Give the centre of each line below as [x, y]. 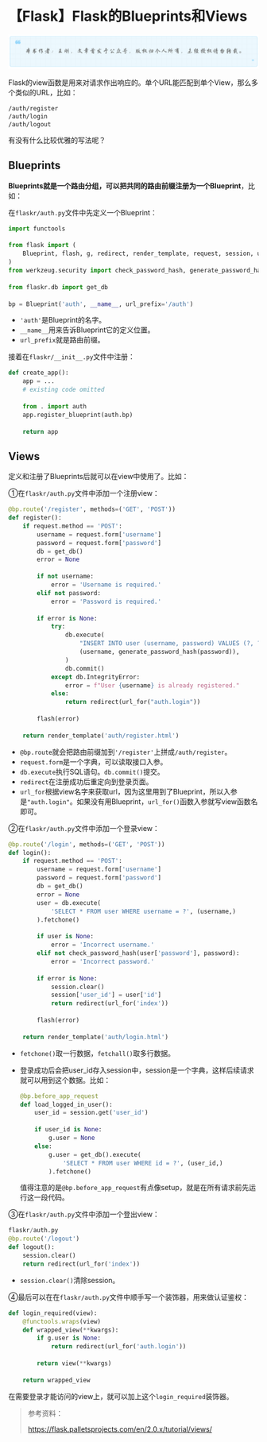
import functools [37, 228]
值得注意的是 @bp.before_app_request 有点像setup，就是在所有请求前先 [134, 1188]
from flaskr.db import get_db [58, 287]
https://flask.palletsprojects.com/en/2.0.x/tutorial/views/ [120, 1429]
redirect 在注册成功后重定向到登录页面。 [86, 781]
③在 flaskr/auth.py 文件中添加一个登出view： [84, 1214]
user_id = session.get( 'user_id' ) [91, 1113]
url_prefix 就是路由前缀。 [62, 340]
